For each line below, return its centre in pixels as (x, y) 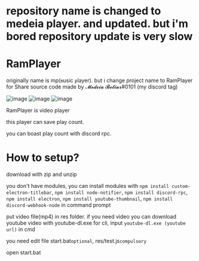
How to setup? (43, 158)
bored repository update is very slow (99, 37)
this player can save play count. (45, 122)
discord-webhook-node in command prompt (59, 205)
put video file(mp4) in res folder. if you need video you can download (91, 217)
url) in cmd (21, 229)
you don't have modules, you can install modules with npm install (88, 186)
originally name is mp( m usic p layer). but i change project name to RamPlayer (99, 81)
